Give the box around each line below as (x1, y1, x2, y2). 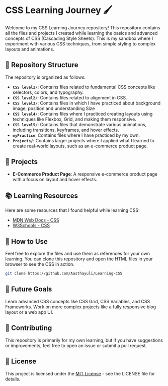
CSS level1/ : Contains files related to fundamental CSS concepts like (12, 84, 156, 90)
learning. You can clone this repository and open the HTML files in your (5, 256, 153, 262)
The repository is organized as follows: (5, 74, 86, 80)
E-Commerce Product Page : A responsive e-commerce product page (12, 171, 157, 177)
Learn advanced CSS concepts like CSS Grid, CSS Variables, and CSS (5, 298, 150, 304)
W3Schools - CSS (12, 223, 50, 229)
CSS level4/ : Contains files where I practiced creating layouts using (12, 111, 153, 117)
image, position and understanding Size (12, 105, 95, 112)
